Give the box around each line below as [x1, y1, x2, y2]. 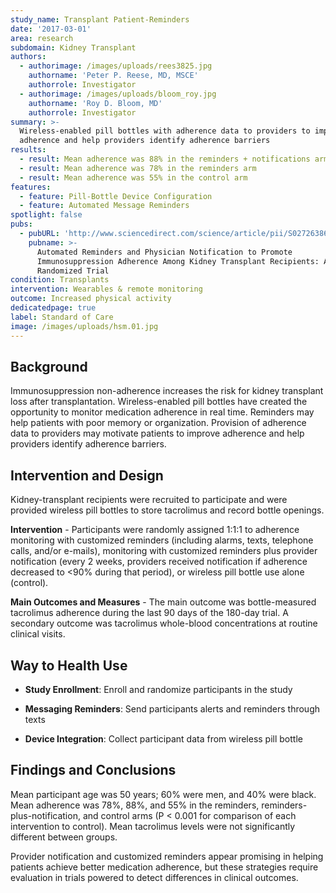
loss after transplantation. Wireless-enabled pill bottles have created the [10, 396, 308, 408]
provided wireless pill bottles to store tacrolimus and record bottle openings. [10, 504, 325, 516]
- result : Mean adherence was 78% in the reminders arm [19, 163, 257, 173]
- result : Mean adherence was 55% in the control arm [19, 172, 248, 183]
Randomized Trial [36, 266, 110, 276]
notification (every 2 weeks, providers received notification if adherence [10, 556, 308, 568]
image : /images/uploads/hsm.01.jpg [10, 321, 159, 331]
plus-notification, [10, 809, 81, 821]
